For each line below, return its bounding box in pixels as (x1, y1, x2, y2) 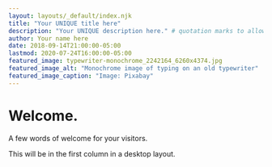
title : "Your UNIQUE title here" (8, 19, 121, 27)
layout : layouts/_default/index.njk (8, 11, 132, 20)
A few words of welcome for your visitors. (8, 133, 148, 143)
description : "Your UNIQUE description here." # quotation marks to (8, 27, 244, 35)
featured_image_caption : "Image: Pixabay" (8, 72, 154, 80)
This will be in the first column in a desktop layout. (8, 148, 176, 158)
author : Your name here (8, 34, 89, 43)
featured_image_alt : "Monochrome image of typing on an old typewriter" (8, 65, 259, 73)
